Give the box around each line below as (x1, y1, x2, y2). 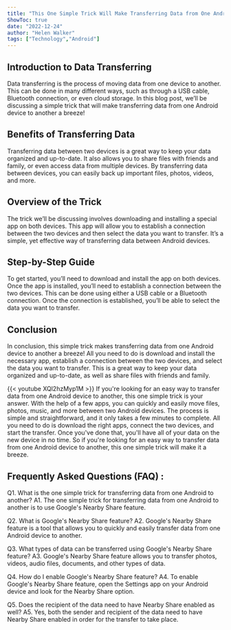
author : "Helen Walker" (7, 29, 76, 36)
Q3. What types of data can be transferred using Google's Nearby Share (7, 545, 212, 553)
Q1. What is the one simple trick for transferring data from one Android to (7, 489, 214, 496)
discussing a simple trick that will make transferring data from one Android (7, 101, 219, 109)
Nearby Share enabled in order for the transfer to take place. (7, 616, 179, 623)
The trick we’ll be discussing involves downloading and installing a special (7, 214, 217, 222)
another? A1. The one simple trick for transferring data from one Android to (7, 496, 219, 504)
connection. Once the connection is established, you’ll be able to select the (7, 297, 220, 305)
